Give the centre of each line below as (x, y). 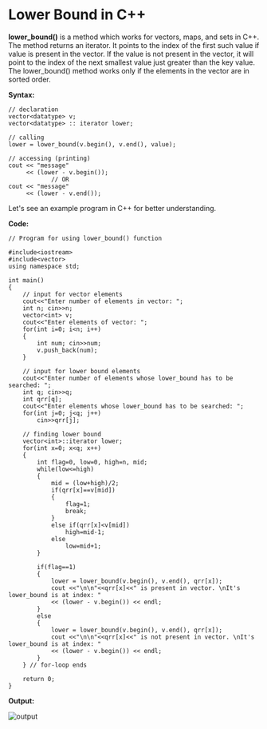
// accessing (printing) (49, 158)
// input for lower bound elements (82, 371)
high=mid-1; (85, 532)
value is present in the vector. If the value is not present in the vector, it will (131, 54)
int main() (26, 280)
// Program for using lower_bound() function (85, 238)
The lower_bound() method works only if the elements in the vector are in (129, 70)
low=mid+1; (83, 546)
